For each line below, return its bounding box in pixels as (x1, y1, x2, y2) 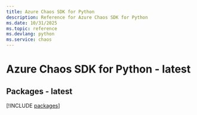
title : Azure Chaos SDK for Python (6, 8, 95, 15)
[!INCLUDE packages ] (6, 102, 60, 109)
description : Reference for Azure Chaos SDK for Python (6, 14, 148, 20)
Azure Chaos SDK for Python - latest (6, 62, 191, 76)
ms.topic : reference (6, 25, 58, 32)
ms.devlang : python (6, 31, 55, 37)
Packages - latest (6, 86, 73, 96)
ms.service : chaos (6, 37, 52, 43)
